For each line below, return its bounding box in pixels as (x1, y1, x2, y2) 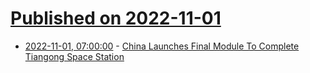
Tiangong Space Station (24, 50, 125, 62)
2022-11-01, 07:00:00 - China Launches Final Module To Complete (24, 40, 300, 52)
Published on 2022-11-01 (10, 7, 222, 30)
